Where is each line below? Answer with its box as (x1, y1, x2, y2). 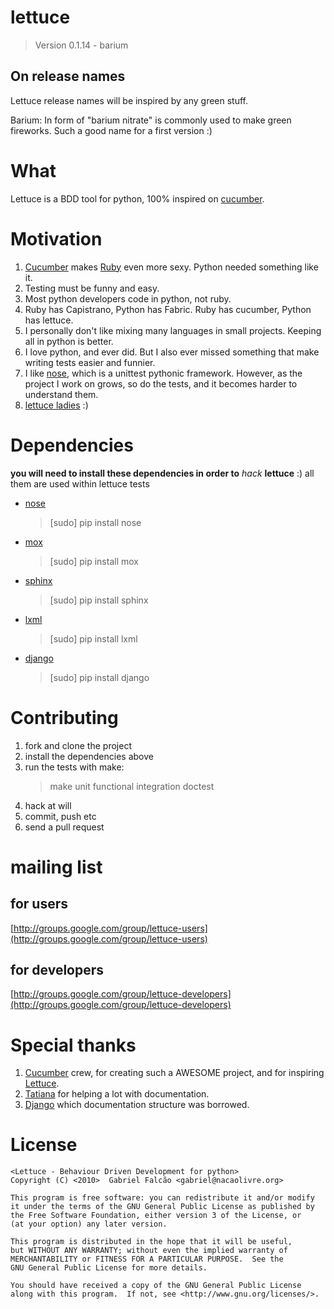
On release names (10, 68, 126, 85)
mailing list (10, 856, 103, 878)
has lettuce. (24, 314, 74, 326)
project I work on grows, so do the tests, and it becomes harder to (24, 377, 298, 390)
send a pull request (24, 821, 105, 833)
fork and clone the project (24, 739, 132, 751)
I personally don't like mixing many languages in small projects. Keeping (24, 324, 322, 336)
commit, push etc (24, 810, 97, 822)
